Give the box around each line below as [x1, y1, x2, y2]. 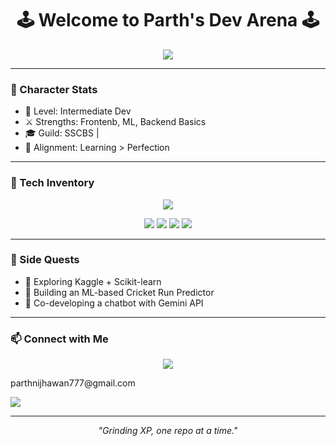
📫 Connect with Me [10, 332, 109, 346]
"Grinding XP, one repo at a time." [98, 425, 238, 437]
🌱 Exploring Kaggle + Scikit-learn [24, 275, 162, 287]
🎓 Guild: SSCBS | [24, 127, 100, 139]
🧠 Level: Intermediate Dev [24, 105, 132, 117]
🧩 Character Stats [10, 82, 98, 96]
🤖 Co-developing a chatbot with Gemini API [24, 297, 204, 309]
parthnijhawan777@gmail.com [10, 377, 136, 389]
